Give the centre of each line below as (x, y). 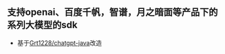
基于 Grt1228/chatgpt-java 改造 (59, 42)
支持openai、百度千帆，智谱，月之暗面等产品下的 (112, 12)
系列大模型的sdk (42, 25)
